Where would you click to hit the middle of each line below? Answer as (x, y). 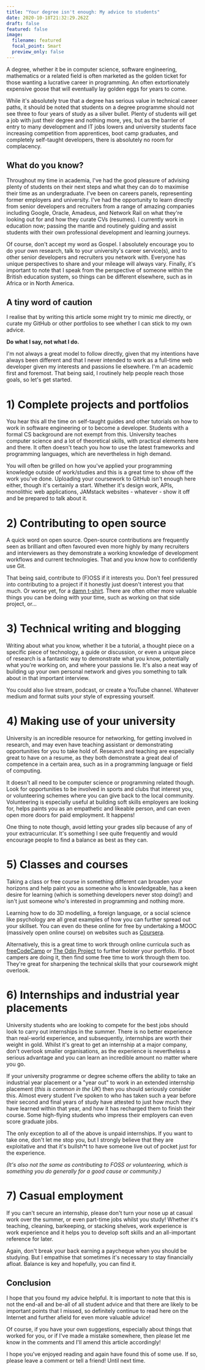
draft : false (23, 23)
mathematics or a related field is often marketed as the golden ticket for (96, 76)
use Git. (16, 566)
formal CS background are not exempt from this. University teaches (91, 435)
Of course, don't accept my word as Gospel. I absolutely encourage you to (100, 244)
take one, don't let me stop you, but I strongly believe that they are (90, 1140)
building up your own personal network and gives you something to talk (97, 672)
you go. (16, 1064)
